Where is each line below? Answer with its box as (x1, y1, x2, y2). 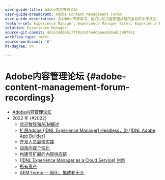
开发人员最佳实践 (19, 139, 55, 145)
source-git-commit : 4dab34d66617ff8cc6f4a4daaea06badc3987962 (5, 30, 135, 35)
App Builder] (19, 133, 45, 139)
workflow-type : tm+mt (5, 35, 50, 40)
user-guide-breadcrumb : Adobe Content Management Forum (5, 12, 122, 17)
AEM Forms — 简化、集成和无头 (19, 169, 84, 175)
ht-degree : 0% (5, 44, 34, 49)
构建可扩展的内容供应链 (19, 151, 67, 157)
